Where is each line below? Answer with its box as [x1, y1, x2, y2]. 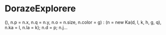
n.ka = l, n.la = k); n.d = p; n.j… [4, 24, 68, 30]
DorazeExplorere [4, 3, 76, 14]
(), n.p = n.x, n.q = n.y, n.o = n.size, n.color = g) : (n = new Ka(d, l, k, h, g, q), [4, 19, 162, 25]
